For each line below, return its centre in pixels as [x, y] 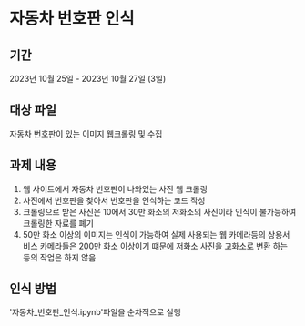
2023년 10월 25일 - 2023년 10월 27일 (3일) [88, 79]
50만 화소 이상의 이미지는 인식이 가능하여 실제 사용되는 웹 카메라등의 [144, 234]
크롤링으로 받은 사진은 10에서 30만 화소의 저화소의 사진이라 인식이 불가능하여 [159, 211]
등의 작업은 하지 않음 [59, 257]
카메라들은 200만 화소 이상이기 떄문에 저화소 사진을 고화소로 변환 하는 [164, 246]
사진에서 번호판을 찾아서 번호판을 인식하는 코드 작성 [114, 200]
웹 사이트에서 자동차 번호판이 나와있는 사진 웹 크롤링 [115, 188]
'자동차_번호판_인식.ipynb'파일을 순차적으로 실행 [96, 312]
